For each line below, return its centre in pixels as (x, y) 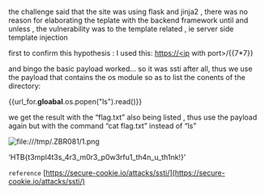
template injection (38, 37)
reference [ (27, 173)
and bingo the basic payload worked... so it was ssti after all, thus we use (130, 69)
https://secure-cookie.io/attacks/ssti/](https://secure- (135, 173)
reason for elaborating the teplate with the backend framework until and (128, 20)
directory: (25, 86)
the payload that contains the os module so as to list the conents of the (127, 77)
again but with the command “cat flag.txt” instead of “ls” (103, 126)
